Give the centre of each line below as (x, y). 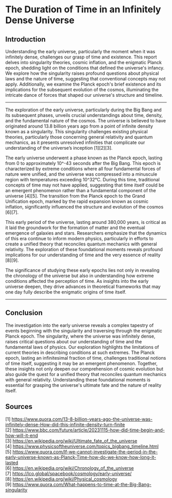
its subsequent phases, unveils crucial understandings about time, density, (84, 115)
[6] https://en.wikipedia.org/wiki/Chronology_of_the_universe (70, 468)
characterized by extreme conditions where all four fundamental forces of (83, 169)
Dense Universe (40, 20)
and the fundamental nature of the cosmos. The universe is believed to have (86, 121)
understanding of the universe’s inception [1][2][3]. (59, 148)
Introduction (26, 39)
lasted (12, 463)
